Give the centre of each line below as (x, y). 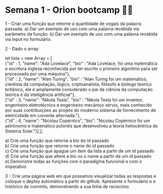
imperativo (16, 167)
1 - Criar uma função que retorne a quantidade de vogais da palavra (73, 24)
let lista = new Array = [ (29, 58)
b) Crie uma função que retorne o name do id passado (60, 145)
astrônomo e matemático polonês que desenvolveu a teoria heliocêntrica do (81, 126)
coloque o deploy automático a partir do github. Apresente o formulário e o (81, 181)
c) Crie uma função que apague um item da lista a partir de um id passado (80, 151)
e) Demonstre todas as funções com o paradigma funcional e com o (74, 161)
